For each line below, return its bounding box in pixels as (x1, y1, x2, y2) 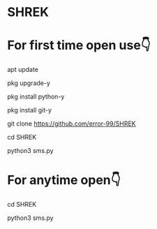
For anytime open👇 (7, 172, 121, 189)
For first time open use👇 (7, 38, 151, 53)
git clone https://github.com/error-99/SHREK (7, 119, 136, 128)
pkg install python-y (7, 92, 65, 101)
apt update (7, 66, 38, 74)
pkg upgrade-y (7, 79, 51, 87)
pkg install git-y (7, 106, 52, 114)
